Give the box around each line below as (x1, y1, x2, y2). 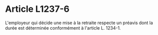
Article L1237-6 (5, 3, 70, 15)
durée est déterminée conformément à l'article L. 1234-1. (5, 25, 121, 31)
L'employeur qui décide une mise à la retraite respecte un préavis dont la (5, 20, 153, 26)
